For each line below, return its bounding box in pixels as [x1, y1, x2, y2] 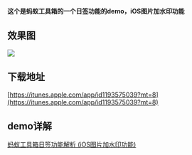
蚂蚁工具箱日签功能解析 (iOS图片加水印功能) [7, 140, 137, 149]
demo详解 [7, 120, 52, 132]
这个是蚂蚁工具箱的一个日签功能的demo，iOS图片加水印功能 [7, 7, 185, 15]
